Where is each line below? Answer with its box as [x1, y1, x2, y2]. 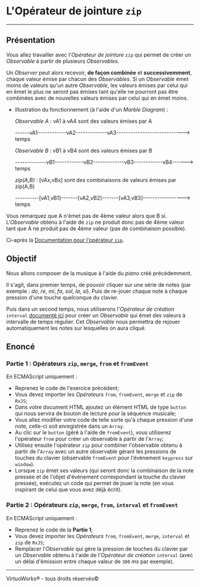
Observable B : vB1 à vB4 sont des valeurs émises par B [14, 147, 153, 154]
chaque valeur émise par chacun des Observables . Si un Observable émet [6, 75, 189, 82]
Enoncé [6, 341, 35, 351]
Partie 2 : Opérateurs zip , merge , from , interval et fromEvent [6, 501, 179, 509]
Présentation [6, 35, 55, 45]
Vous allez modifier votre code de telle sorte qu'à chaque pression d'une [14, 416, 193, 424]
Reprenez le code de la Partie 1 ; [14, 526, 93, 533]
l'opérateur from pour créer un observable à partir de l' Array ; [14, 435, 164, 443]
